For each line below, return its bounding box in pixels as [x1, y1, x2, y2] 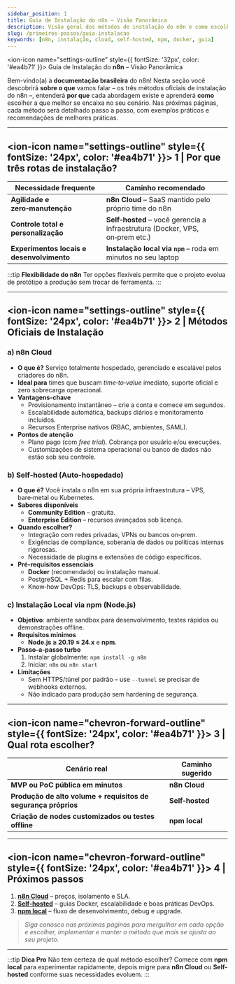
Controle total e [10, 219, 64, 229]
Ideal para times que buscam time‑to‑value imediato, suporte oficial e [17, 378, 218, 387]
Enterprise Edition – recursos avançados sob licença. [27, 515, 183, 524]
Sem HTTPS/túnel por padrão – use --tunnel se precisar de [27, 676, 200, 684]
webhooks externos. [27, 683, 87, 691]
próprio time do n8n [106, 204, 171, 213]
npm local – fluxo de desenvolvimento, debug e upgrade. [17, 906, 183, 915]
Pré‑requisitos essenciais [17, 560, 94, 569]
